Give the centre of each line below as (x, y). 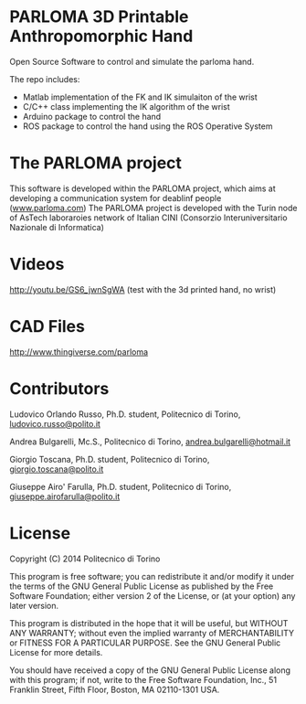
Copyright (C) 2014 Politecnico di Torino (85, 559)
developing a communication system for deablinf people (116, 197)
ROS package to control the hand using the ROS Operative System (148, 126)
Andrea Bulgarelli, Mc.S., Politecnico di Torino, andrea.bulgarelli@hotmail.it (150, 442)
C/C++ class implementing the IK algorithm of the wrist (126, 106)
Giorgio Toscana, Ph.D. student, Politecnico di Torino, (110, 459)
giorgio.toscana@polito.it (57, 469)
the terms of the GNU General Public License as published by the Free (142, 586)
